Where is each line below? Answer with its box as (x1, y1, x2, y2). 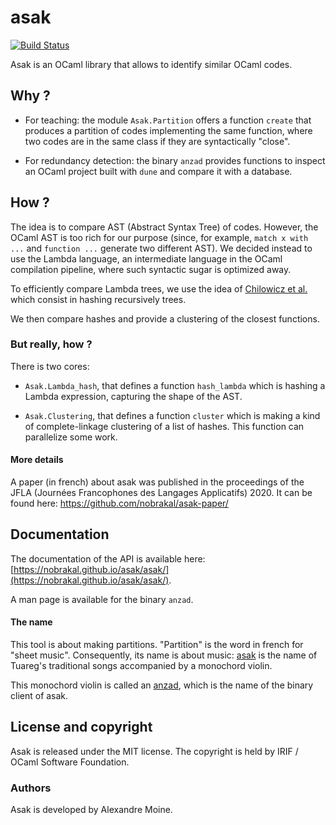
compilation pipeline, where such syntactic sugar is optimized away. (10, 263, 292, 275)
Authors (10, 781, 52, 795)
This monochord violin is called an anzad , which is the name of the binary (10, 679, 314, 691)
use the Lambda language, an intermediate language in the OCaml (10, 252, 283, 265)
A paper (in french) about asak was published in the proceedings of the (10, 476, 305, 488)
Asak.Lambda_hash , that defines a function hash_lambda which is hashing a (24, 379, 326, 391)
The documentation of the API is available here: (10, 552, 206, 565)
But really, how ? (10, 337, 93, 351)
